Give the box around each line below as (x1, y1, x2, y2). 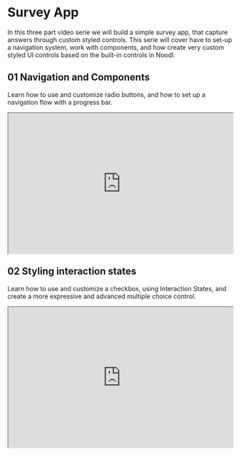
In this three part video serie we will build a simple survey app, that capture (7, 28, 228, 36)
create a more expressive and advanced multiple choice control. (7, 292, 196, 300)
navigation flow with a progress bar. (7, 98, 113, 106)
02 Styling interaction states (7, 265, 137, 278)
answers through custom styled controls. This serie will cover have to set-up (7, 35, 232, 44)
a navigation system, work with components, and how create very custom (7, 43, 225, 51)
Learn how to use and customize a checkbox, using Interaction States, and (7, 284, 227, 293)
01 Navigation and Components (7, 71, 150, 83)
